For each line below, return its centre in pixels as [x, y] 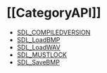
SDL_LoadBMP [38, 39]
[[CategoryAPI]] [54, 13]
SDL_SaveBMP [38, 62]
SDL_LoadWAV [38, 47]
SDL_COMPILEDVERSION [53, 32]
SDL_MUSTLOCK [42, 55]
